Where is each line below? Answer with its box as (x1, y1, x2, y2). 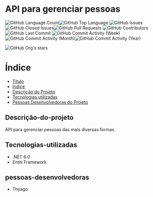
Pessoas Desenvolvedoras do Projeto (12, 99, 89, 105)
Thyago (12, 186, 28, 192)
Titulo (12, 78, 24, 84)
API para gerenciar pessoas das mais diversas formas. (5, 126, 116, 132)
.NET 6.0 (12, 154, 31, 160)
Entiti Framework (12, 159, 47, 165)
